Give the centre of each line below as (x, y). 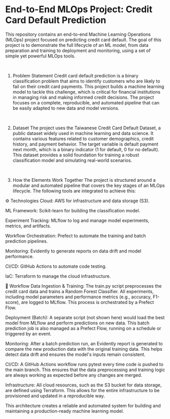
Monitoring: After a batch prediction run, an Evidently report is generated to (84, 343)
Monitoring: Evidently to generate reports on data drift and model (73, 251)
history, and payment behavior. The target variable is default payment (85, 144)
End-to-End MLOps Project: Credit (79, 9)
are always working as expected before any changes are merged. (74, 375)
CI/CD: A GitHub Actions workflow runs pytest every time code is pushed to (84, 364)
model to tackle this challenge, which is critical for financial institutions (87, 92)
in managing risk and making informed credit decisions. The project (83, 97)
